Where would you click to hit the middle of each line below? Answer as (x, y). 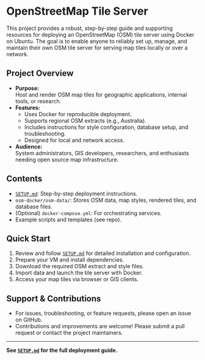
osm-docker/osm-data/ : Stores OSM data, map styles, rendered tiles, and (106, 200)
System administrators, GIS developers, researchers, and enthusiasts (102, 153)
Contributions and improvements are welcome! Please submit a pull (100, 326)
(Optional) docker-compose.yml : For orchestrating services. (88, 213)
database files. (34, 207)
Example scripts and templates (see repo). (68, 219)
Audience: (29, 146)
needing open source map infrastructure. (67, 160)
